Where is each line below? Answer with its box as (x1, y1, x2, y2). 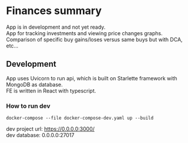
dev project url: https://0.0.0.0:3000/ (6, 125, 95, 132)
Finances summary (6, 4, 102, 18)
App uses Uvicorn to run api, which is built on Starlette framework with (6, 74, 177, 81)
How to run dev (6, 101, 51, 110)
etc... (6, 42, 19, 49)
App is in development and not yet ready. (6, 23, 106, 30)
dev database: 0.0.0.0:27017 (6, 132, 75, 139)
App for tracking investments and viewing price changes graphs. (6, 29, 163, 36)
